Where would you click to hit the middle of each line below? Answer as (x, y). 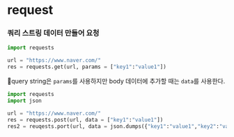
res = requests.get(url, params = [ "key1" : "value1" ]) (87, 67)
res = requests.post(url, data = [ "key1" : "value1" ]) (85, 120)
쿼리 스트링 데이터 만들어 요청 (53, 33)
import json (24, 100)
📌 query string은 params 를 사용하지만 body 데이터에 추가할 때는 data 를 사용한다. (116, 81)
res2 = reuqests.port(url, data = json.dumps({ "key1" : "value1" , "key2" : (113, 126)
